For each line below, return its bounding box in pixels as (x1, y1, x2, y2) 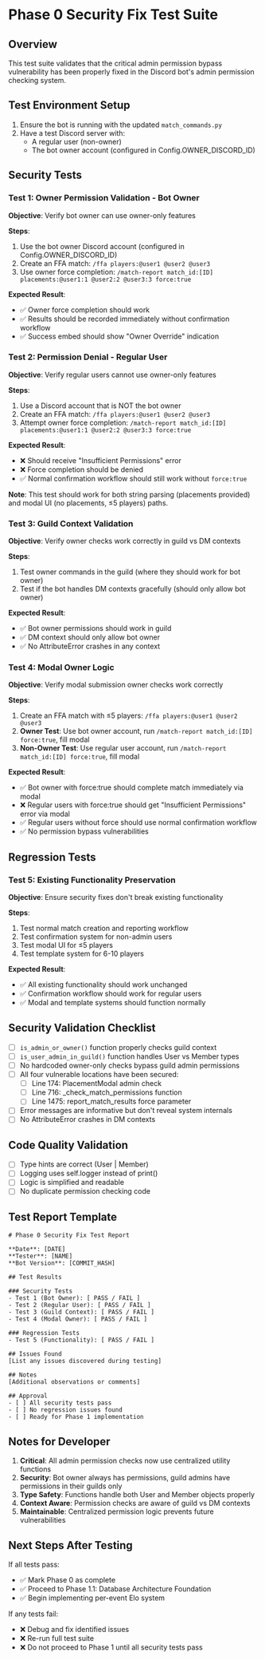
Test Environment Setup (8, 98, 131, 113)
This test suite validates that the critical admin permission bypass (8, 58, 223, 68)
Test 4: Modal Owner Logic (8, 662, 115, 673)
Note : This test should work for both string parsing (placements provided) (8, 489, 251, 499)
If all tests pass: (8, 1559, 60, 1569)
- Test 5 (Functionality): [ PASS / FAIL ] (8, 1336, 155, 1345)
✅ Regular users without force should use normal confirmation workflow (19, 818, 257, 827)
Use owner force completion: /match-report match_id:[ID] (19, 267, 213, 276)
